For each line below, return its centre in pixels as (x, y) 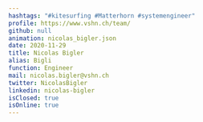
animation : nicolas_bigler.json (62, 38)
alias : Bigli (30, 61)
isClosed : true (34, 98)
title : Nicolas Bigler (46, 53)
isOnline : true (34, 105)
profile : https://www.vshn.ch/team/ (69, 23)
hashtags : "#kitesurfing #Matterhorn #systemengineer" (102, 16)
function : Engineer (41, 68)
